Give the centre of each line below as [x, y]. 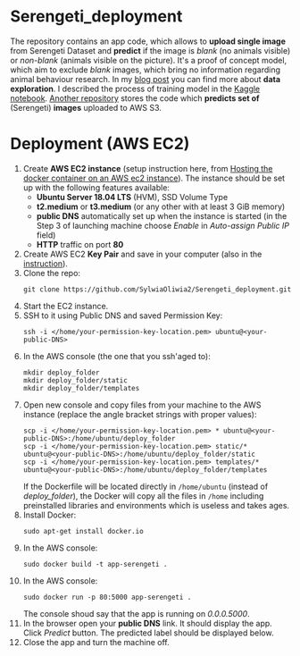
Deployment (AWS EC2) [100, 144]
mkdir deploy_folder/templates [81, 388]
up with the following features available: [96, 187]
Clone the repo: [52, 273]
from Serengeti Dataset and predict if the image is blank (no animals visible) [150, 50]
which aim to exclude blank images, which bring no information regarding [145, 70]
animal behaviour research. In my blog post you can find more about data [145, 79]
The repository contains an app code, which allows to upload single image [148, 41]
